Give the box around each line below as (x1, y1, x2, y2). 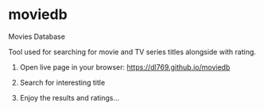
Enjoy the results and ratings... (19, 93, 120, 102)
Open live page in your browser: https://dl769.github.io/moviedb (19, 62, 231, 72)
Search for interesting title (19, 78, 106, 87)
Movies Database (8, 32, 66, 41)
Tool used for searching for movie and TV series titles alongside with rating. (8, 47, 257, 56)
